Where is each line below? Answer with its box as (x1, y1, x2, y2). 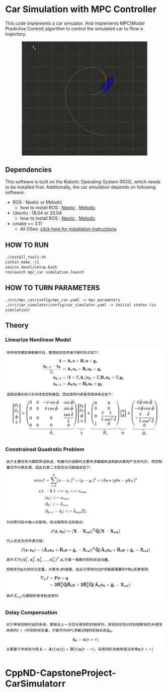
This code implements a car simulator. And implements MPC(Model (5, 20, 145, 26)
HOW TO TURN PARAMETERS (5, 283, 100, 292)
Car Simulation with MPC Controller (5, 4, 157, 15)
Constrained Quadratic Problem (5, 446, 85, 453)
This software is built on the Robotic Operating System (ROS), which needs (5, 179, 161, 185)
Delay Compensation (5, 609, 58, 616)
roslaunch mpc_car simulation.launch (5, 270, 85, 275)
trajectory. (5, 31, 27, 37)
